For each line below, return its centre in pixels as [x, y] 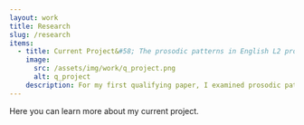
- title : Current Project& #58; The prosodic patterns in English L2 [149, 52]
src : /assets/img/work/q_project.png [104, 69]
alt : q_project [62, 77]
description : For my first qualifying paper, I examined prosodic [153, 85]
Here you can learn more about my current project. [104, 111]
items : [22, 43]
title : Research [40, 26]
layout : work [34, 18]
